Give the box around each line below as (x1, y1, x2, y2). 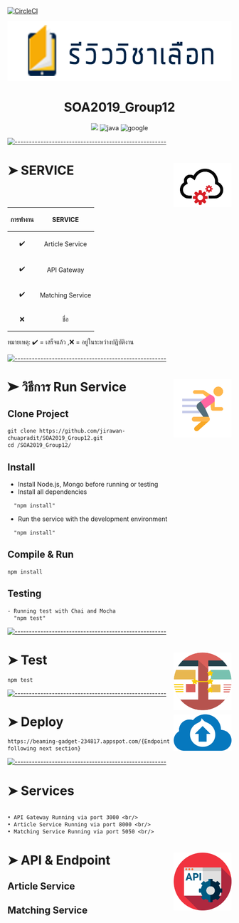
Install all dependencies (17, 487, 87, 496)
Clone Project (7, 408, 69, 420)
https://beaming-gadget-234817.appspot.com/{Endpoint (7, 738, 171, 745)
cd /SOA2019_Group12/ (7, 442, 72, 449)
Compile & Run (7, 549, 74, 561)
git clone (7, 428, 37, 435)
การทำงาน (10, 215, 34, 223)
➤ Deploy (7, 714, 64, 729)
